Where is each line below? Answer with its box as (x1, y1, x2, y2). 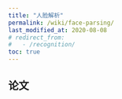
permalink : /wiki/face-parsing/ (8, 19, 114, 27)
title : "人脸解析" (8, 11, 65, 20)
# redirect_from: (8, 33, 65, 42)
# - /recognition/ (8, 41, 76, 49)
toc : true (8, 48, 41, 56)
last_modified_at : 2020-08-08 (8, 26, 108, 34)
